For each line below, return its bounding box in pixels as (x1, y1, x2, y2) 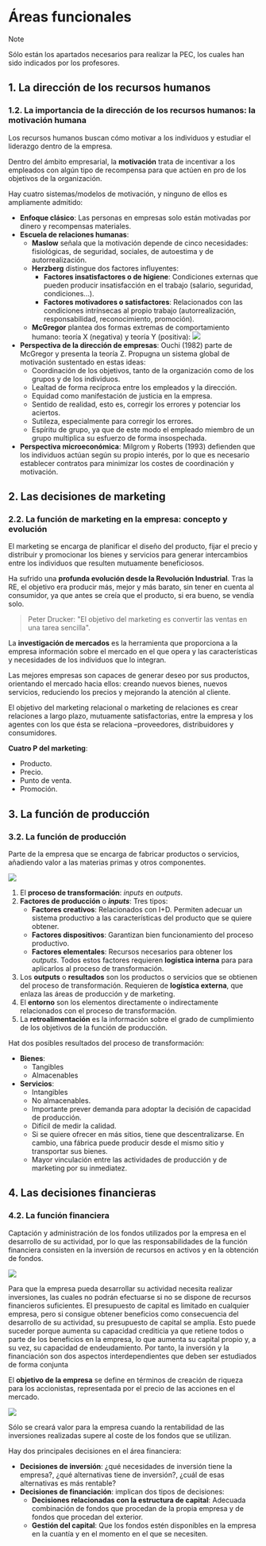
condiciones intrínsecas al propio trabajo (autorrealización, (43, 306, 237, 315)
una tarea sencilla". (27, 623, 91, 633)
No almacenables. (31, 1096, 91, 1105)
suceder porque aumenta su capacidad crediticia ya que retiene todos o (8, 1326, 245, 1336)
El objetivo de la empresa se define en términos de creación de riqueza (8, 1374, 244, 1385)
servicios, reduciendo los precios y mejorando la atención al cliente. (8, 688, 231, 697)
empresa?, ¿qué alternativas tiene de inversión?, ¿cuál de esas (19, 1470, 225, 1479)
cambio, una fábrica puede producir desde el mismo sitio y (31, 1138, 225, 1147)
